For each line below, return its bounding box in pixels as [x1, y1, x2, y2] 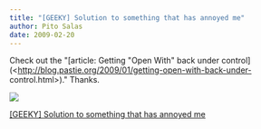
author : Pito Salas [9, 22, 83, 31]
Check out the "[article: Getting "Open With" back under [9, 55, 220, 66]
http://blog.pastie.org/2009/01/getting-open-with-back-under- [17, 64, 252, 75]
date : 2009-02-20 [9, 30, 75, 39]
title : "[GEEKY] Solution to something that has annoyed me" [9, 13, 246, 23]
